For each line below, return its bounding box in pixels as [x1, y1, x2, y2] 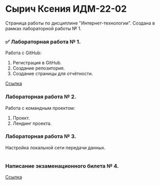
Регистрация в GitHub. [12, 60, 62, 66]
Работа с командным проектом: [5, 105, 75, 111]
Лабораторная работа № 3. [5, 133, 76, 140]
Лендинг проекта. [12, 120, 52, 126]
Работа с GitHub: [5, 50, 42, 56]
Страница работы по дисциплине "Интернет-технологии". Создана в [5, 20, 155, 26]
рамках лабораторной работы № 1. [5, 25, 82, 31]
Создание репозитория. [12, 65, 65, 72]
